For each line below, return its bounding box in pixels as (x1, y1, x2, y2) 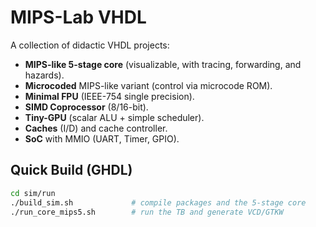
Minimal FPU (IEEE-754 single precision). (24, 90, 195, 102)
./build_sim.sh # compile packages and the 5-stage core (10, 197, 307, 208)
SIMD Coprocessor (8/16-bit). (24, 101, 149, 113)
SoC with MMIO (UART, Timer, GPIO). (24, 132, 180, 145)
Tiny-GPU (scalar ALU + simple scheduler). (24, 111, 205, 123)
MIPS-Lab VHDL (10, 6, 147, 29)
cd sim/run (10, 188, 56, 198)
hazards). (24, 69, 65, 81)
